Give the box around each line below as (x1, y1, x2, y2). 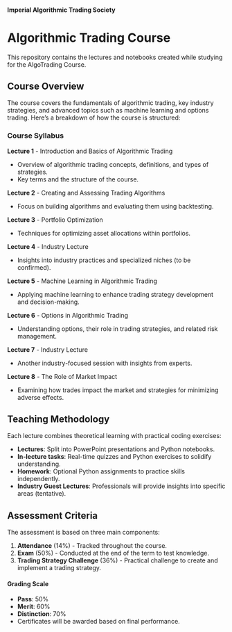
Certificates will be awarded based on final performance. (17, 617, 180, 626)
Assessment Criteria (7, 510, 98, 521)
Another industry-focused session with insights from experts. (17, 359, 193, 367)
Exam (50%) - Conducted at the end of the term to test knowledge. (17, 549, 210, 558)
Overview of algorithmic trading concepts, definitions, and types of (17, 160, 209, 168)
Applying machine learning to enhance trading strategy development (17, 290, 213, 298)
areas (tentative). (17, 489, 66, 498)
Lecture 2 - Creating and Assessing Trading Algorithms (7, 188, 166, 197)
